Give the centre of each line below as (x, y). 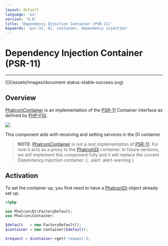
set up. (12, 193)
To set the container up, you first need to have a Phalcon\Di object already (82, 187)
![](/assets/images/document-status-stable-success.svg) (64, 82)
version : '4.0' (21, 19)
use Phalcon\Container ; (30, 216)
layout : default (22, 10)
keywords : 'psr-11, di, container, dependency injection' (67, 28)
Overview (21, 98)
